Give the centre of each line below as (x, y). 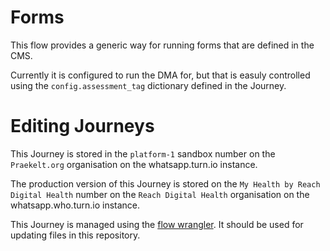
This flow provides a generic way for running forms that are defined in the (162, 45)
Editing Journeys (82, 126)
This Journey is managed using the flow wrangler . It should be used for (157, 224)
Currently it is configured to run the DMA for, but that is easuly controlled (160, 75)
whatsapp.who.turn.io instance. (75, 205)
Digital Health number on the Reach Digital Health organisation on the (160, 194)
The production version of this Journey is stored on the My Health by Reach (165, 183)
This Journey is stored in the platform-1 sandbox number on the (143, 153)
